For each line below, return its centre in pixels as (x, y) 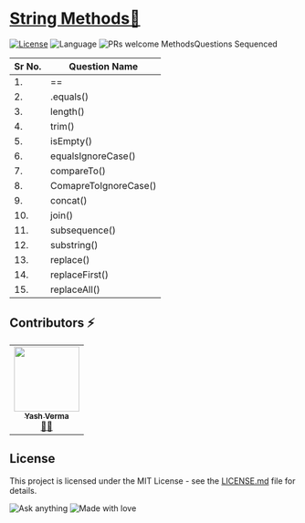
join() (61, 215)
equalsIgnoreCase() (93, 156)
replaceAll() (75, 289)
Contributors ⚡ (53, 323)
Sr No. (28, 66)
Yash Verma (47, 416)
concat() (68, 200)
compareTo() (78, 171)
